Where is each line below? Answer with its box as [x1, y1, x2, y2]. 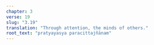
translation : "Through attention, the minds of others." [6, 25, 149, 31]
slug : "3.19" [6, 19, 38, 25]
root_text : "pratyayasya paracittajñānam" [6, 30, 112, 36]
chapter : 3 [6, 8, 33, 15]
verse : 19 [6, 14, 31, 20]
